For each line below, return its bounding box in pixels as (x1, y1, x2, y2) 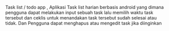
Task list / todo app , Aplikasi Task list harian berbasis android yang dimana (5, 4, 164, 10)
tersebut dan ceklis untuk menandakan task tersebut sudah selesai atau (5, 15, 157, 20)
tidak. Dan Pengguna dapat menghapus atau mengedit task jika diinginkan (5, 20, 162, 26)
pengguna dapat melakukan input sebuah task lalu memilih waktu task (5, 9, 154, 15)
